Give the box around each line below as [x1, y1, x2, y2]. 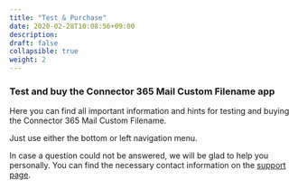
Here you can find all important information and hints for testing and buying [9, 106, 290, 117]
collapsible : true [9, 47, 79, 56]
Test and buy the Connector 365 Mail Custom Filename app [9, 85, 275, 98]
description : [9, 30, 59, 39]
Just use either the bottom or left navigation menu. [9, 133, 198, 144]
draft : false [9, 38, 59, 48]
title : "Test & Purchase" [9, 13, 107, 23]
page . [9, 169, 32, 181]
